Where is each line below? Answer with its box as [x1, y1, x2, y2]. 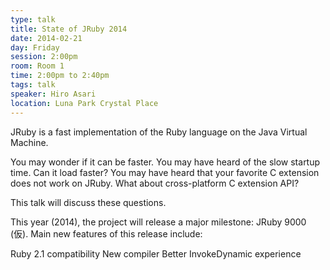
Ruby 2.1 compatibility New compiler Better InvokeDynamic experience [10, 247, 302, 260]
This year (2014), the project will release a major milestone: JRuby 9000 [10, 216, 307, 228]
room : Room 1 [10, 61, 65, 71]
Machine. [10, 136, 49, 148]
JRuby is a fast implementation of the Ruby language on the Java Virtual [10, 126, 308, 138]
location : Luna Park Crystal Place [10, 98, 159, 108]
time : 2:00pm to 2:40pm [10, 71, 110, 81]
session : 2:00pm [10, 52, 78, 62]
